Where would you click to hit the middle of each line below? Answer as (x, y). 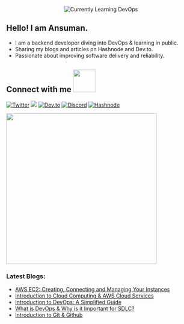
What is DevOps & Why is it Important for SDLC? (75, 308)
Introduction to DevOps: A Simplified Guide (68, 302)
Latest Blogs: (26, 276)
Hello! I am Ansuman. (47, 28)
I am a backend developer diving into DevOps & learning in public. (97, 43)
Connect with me (39, 89)
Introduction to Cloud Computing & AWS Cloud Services (84, 296)
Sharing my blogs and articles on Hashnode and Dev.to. (84, 49)
